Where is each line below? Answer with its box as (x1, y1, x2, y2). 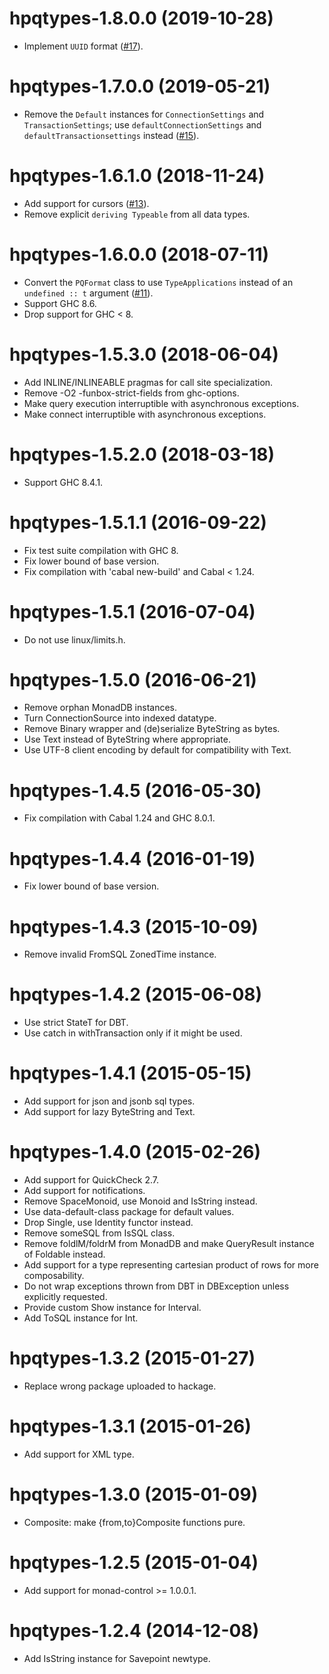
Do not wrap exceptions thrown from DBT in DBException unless (23, 1280, 290, 1292)
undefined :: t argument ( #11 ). (23, 287, 154, 299)
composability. (23, 1270, 85, 1282)
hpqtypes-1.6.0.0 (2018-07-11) (9, 243, 270, 266)
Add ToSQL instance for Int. (23, 1312, 139, 1324)
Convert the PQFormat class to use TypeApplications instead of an (23, 276, 294, 288)
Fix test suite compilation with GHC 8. (23, 544, 179, 556)
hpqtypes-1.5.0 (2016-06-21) (9, 668, 257, 691)
